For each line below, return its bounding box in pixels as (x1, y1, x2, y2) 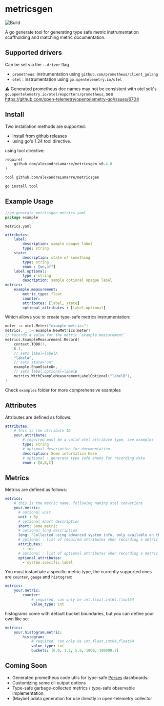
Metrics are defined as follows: (5, 487, 67, 493)
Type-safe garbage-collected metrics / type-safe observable (12, 685, 135, 691)
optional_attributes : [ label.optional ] (22, 305, 106, 310)
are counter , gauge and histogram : (5, 574, 72, 580)
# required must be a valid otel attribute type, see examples (22, 438, 154, 442)
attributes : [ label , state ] (22, 300, 80, 306)
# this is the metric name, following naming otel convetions (14, 501, 143, 506)
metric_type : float (22, 292, 62, 296)
